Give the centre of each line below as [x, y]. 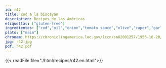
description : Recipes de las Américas [45, 19]
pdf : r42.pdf [19, 46]
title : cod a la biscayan [32, 14]
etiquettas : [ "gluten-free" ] [35, 23]
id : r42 [13, 10]
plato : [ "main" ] [22, 33]
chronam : [14, 37]
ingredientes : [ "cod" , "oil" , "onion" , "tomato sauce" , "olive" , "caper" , [78, 28]
